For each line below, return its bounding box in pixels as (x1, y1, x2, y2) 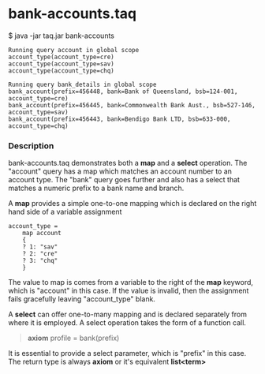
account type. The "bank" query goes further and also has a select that (8, 175, 241, 185)
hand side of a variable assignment (8, 207, 122, 217)
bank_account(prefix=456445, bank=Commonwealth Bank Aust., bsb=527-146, (8, 101, 256, 109)
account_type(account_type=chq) (8, 66, 114, 75)
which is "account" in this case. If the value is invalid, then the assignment (8, 286, 249, 296)
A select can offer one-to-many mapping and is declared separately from (8, 309, 247, 320)
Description (8, 140, 54, 151)
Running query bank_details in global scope (8, 80, 157, 88)
